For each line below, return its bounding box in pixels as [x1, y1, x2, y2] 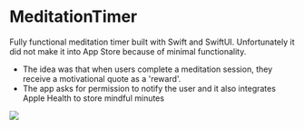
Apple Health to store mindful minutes [22, 93, 165, 104]
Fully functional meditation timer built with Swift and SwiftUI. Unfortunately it [9, 36, 295, 47]
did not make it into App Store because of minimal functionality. [9, 45, 247, 56]
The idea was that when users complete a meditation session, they [22, 64, 273, 74]
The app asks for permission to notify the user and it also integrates [22, 83, 277, 94]
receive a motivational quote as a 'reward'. [22, 73, 181, 84]
